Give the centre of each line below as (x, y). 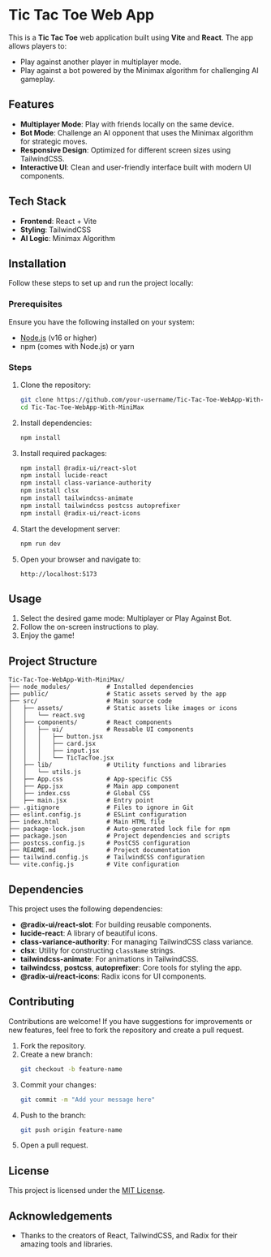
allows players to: (38, 45)
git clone (37, 399)
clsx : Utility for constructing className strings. (98, 950)
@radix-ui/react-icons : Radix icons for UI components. (113, 976)
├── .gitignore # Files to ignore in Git (101, 808)
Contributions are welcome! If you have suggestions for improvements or (131, 1021)
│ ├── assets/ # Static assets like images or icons (123, 708)
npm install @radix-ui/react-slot (78, 468)
